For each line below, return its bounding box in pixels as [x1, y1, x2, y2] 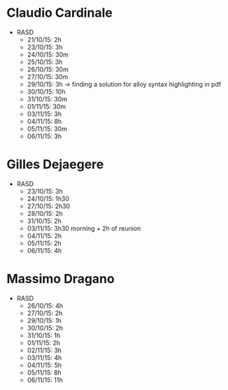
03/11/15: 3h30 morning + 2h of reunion [27, 224, 141, 232]
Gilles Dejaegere [6, 157, 104, 173]
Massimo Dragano [6, 271, 115, 287]
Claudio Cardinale [6, 5, 113, 21]
